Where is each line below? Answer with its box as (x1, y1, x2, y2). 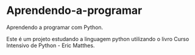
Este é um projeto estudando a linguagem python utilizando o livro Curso (6, 35, 190, 42)
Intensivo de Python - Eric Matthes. (6, 42, 95, 49)
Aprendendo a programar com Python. (6, 24, 104, 31)
